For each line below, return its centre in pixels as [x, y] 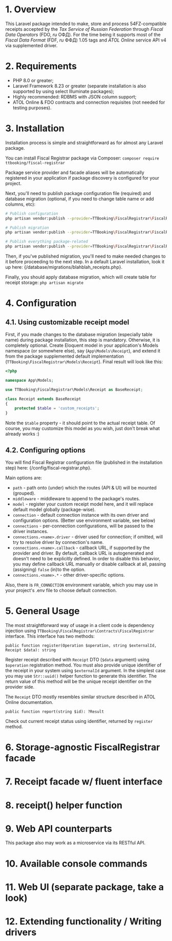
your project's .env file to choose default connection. [61, 590]
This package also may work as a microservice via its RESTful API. [76, 843]
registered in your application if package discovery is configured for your [82, 178]
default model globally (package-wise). [54, 509]
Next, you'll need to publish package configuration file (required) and [78, 193]
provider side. [20, 687]
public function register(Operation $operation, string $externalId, [81, 645]
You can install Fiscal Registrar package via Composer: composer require [82, 158]
